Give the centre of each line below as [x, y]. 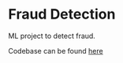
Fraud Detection [62, 14]
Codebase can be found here [56, 51]
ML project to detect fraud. [52, 36]
